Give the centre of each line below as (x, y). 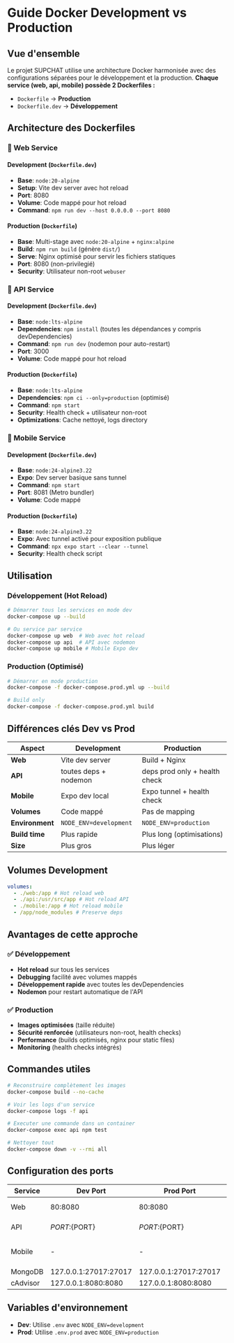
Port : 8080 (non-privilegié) (56, 264)
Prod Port (180, 1191)
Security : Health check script (60, 554)
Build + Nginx (164, 760)
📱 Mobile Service (37, 438)
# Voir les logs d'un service (51, 1105)
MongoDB (27, 1272)
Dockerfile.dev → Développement (68, 106)
